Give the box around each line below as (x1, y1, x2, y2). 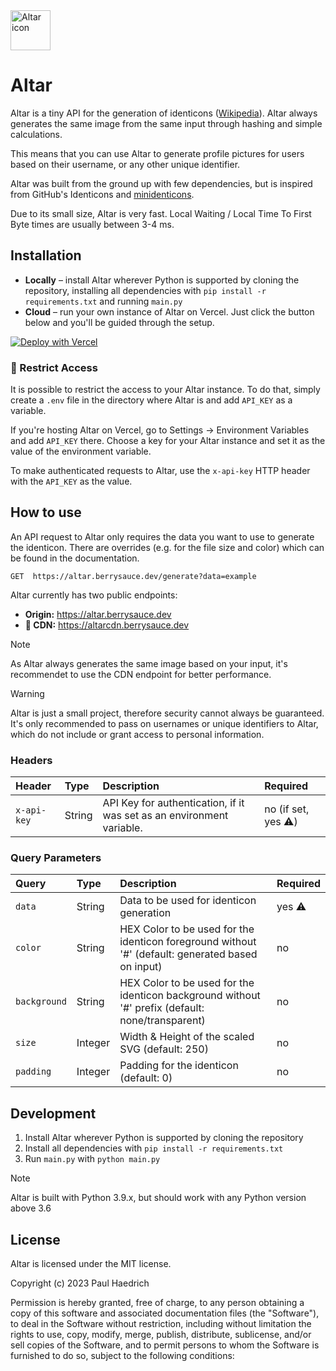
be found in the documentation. (10, 552, 140, 564)
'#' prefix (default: (119, 1001, 205, 1015)
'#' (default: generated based (119, 947, 258, 961)
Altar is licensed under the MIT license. (10, 1258, 172, 1270)
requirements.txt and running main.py (24, 295, 183, 307)
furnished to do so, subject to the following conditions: (10, 1350, 235, 1362)
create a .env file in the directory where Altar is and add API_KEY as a (10, 394, 293, 406)
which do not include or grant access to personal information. (10, 728, 265, 740)
